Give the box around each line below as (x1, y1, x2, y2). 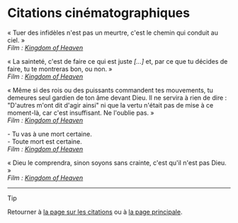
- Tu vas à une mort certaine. (7, 130, 92, 138)
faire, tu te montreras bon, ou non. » (7, 64, 113, 73)
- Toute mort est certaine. (7, 137, 83, 146)
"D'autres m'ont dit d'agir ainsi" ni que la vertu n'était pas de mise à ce (7, 101, 214, 109)
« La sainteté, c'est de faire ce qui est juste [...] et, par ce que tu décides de (7, 57, 228, 65)
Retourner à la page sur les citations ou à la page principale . (7, 207, 183, 216)
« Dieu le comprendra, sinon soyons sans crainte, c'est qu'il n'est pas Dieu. (7, 158, 227, 167)
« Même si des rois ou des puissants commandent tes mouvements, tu (7, 86, 214, 94)
